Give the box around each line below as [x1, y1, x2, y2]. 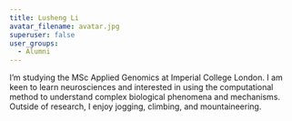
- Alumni [17, 47, 51, 56]
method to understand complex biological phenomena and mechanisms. [9, 92, 280, 103]
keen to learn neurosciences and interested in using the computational [9, 82, 274, 93]
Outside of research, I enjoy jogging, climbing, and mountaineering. [9, 101, 262, 112]
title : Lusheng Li [9, 13, 79, 23]
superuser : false [9, 30, 76, 39]
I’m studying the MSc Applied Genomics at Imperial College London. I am [9, 72, 284, 83]
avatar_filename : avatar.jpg [9, 22, 120, 31]
